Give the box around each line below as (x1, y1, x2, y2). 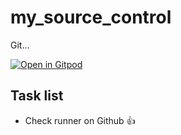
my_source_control (10, 6, 172, 29)
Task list (10, 87, 64, 105)
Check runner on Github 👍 (24, 114, 136, 126)
